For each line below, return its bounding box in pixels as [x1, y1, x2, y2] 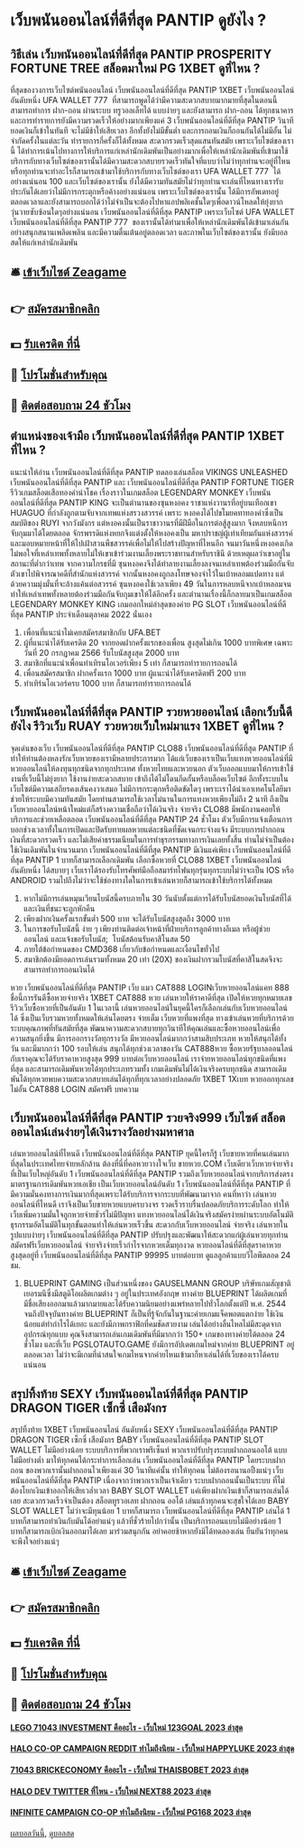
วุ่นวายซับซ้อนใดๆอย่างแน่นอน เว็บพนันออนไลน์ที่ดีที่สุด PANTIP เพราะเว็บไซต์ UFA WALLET [10, 207, 295, 217]
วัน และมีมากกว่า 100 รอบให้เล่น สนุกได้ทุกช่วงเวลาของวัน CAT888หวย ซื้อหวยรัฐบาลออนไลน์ [10, 1042, 293, 1053]
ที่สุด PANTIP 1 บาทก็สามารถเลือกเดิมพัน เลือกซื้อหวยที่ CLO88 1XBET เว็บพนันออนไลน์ [10, 854, 282, 865]
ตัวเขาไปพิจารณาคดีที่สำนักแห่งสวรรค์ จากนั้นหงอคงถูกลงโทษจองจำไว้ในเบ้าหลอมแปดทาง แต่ [10, 568, 285, 579]
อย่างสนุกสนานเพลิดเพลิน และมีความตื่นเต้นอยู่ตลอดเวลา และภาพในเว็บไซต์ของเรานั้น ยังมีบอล [10, 227, 288, 238]
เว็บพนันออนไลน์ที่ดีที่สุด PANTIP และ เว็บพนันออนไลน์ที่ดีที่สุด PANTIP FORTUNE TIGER [10, 476, 294, 488]
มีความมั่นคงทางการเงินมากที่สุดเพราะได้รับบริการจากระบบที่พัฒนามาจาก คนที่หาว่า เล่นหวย [10, 1189, 277, 1199]
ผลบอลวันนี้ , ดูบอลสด [10, 1827, 75, 1838]
